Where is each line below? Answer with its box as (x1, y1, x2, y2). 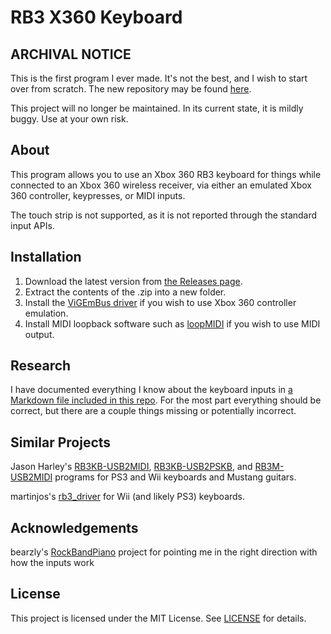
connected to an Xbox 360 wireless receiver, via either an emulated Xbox (10, 179, 312, 191)
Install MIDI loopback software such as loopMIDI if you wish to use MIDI (24, 317, 321, 330)
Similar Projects (10, 434, 112, 451)
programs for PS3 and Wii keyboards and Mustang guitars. (54, 471, 297, 483)
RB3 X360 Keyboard (10, 6, 183, 29)
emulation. (24, 307, 69, 319)
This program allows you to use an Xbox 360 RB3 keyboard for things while (10, 168, 322, 180)
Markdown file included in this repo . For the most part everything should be (10, 394, 322, 406)
